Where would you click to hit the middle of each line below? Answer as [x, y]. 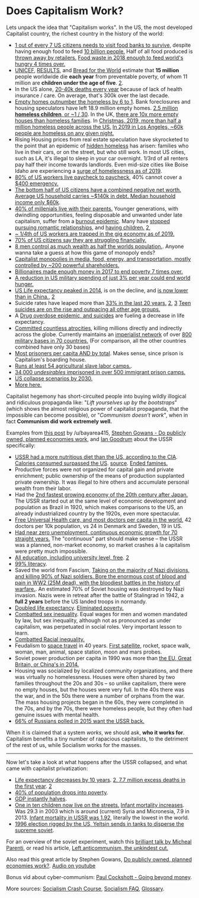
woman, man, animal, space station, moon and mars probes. [88, 652]
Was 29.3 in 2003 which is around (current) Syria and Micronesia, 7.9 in [102, 811]
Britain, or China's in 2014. [47, 664]
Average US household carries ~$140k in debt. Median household [95, 196]
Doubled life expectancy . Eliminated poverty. [69, 607]
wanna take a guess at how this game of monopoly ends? [85, 252]
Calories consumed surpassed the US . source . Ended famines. [91, 463]
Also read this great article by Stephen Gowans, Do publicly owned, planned [99, 859]
